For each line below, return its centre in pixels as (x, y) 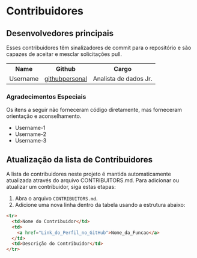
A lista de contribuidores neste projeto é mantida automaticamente (89, 174)
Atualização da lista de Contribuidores (80, 160)
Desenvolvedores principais (60, 33)
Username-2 (31, 134)
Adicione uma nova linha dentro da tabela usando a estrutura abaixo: (100, 205)
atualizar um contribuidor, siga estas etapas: (61, 187)
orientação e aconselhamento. (44, 116)
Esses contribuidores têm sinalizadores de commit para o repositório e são (99, 48)
